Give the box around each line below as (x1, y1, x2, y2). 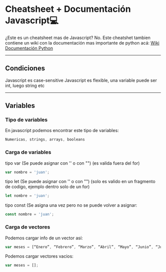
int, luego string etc (5, 83, 45, 89)
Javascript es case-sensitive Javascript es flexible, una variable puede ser (5, 77, 157, 83)
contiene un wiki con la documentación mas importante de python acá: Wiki (5, 40, 160, 45)
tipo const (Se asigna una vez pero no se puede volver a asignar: (5, 202, 137, 208)
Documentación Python (5, 45, 53, 51)
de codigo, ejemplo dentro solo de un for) (5, 184, 90, 190)
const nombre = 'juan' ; (5, 212, 54, 217)
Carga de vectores (5, 224, 50, 230)
